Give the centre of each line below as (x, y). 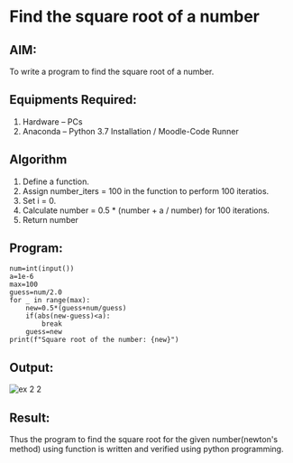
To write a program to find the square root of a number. (112, 71)
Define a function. (56, 181)
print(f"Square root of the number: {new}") (94, 340)
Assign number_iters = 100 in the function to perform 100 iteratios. (146, 190)
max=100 (24, 285)
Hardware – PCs (52, 121)
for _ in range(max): (50, 301)
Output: (32, 367)
